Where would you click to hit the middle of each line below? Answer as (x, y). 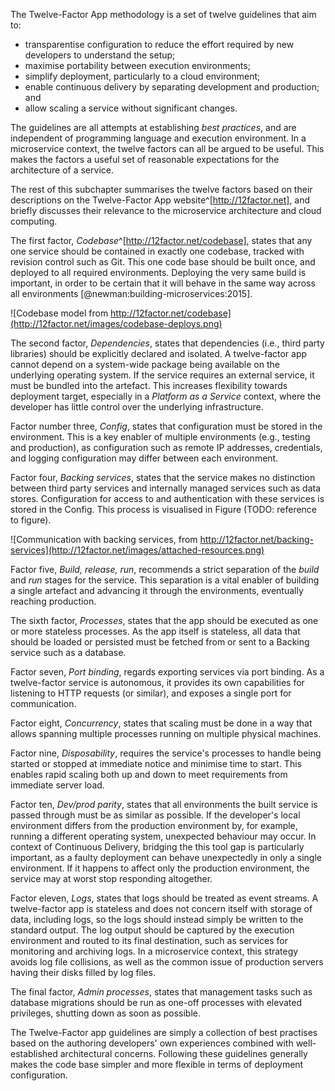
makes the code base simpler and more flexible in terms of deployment (157, 1064)
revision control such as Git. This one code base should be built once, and (163, 262)
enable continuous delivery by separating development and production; (172, 87)
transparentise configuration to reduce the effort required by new (159, 44)
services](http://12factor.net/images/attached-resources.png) (137, 550)
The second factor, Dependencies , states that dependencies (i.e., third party (167, 343)
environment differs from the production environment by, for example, (154, 825)
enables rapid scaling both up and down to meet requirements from (149, 774)
